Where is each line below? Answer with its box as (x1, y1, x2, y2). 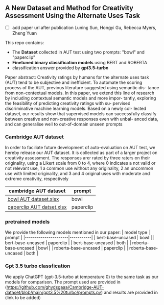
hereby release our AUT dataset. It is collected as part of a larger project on (5, 150, 158, 156)
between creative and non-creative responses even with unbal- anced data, (5, 116, 158, 122)
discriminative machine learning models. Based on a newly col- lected (5, 105, 146, 111)
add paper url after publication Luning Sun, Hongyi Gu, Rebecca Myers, (12, 25, 157, 30)
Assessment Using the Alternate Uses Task (5, 12, 141, 20)
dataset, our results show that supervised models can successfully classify (5, 110, 157, 117)
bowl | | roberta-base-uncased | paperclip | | (38, 245, 128, 251)
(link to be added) (5, 294, 41, 301)
